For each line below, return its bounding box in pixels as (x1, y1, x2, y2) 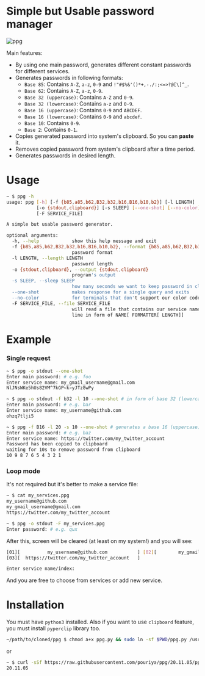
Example (6, 333, 51, 346)
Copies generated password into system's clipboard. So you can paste (15, 132, 194, 140)
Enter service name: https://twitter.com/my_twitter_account (6, 435, 165, 442)
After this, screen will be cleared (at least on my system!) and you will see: (6, 537, 193, 544)
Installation (6, 598, 65, 612)
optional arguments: (6, 232, 59, 239)
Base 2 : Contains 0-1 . (24, 126, 78, 133)
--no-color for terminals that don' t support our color (12, 295, 187, 301)
